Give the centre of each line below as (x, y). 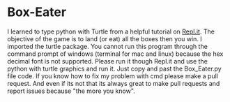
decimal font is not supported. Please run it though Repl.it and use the (107, 61)
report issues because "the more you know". (71, 91)
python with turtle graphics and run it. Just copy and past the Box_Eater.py (114, 68)
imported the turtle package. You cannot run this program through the (107, 46)
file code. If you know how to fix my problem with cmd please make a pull (113, 76)
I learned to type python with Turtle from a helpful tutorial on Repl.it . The (111, 31)
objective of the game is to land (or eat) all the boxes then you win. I (105, 38)
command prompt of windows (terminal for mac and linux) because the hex (115, 54)
